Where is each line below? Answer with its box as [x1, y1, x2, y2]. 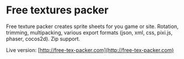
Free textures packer [6, 4, 109, 17]
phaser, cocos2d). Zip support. [6, 35, 80, 42]
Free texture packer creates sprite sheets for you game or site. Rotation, [6, 23, 179, 30]
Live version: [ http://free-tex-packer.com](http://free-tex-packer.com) [6, 46, 174, 53]
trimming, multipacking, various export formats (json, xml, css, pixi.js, [6, 29, 173, 36]
